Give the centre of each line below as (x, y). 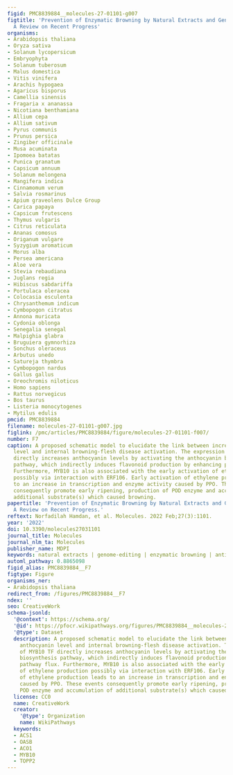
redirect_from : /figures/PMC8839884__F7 (67, 593)
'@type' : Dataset (38, 632)
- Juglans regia (31, 278)
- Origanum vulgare (35, 239)
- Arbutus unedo (31, 355)
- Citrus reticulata (37, 226)
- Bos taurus (26, 400)
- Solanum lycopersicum (42, 53)
